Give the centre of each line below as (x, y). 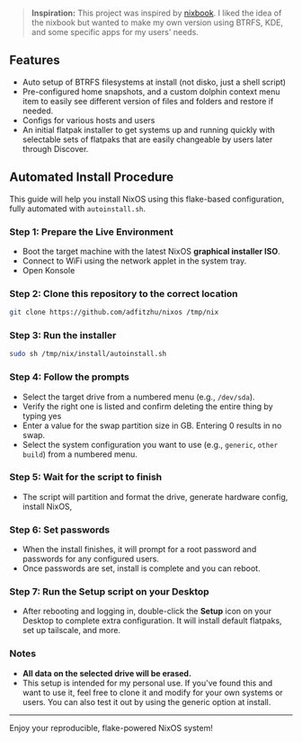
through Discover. (55, 148)
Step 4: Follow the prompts (70, 377)
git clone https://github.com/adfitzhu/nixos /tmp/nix (114, 313)
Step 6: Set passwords (60, 530)
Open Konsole (49, 270)
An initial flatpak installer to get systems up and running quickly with (149, 130)
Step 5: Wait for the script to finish (86, 478)
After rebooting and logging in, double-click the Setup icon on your (147, 612)
